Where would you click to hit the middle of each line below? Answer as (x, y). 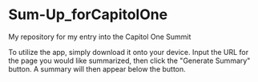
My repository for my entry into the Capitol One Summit (100, 37)
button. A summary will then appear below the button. (97, 68)
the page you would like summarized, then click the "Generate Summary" (129, 61)
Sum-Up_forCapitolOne (88, 15)
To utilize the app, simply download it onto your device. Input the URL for (129, 52)
